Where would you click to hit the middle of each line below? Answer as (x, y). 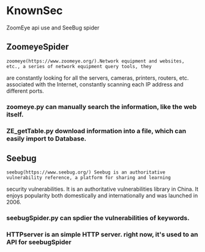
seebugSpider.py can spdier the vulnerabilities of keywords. (98, 218)
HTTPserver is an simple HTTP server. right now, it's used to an (102, 235)
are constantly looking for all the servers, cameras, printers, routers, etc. (98, 78)
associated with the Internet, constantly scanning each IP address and (95, 84)
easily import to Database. (47, 139)
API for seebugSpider (39, 242)
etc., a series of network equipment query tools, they (79, 66)
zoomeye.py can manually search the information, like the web (102, 107)
